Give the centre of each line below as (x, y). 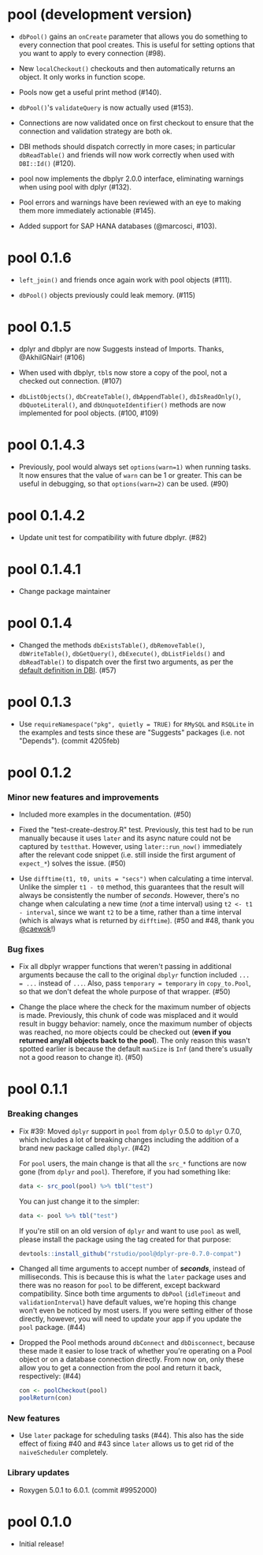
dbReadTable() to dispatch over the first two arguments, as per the (126, 662)
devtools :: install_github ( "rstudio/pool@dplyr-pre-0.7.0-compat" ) (130, 1253)
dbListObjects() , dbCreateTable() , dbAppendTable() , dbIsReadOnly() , (130, 396)
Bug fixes (26, 949)
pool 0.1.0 (40, 1521)
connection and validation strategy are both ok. (95, 131)
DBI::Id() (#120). (47, 163)
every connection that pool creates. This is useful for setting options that (137, 44)
